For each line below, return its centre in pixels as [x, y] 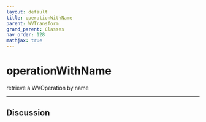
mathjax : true [25, 40]
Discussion [28, 113]
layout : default [27, 12]
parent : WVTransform [33, 23]
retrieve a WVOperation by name [48, 88]
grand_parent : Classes [35, 29]
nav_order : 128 [26, 35]
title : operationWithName [39, 18]
